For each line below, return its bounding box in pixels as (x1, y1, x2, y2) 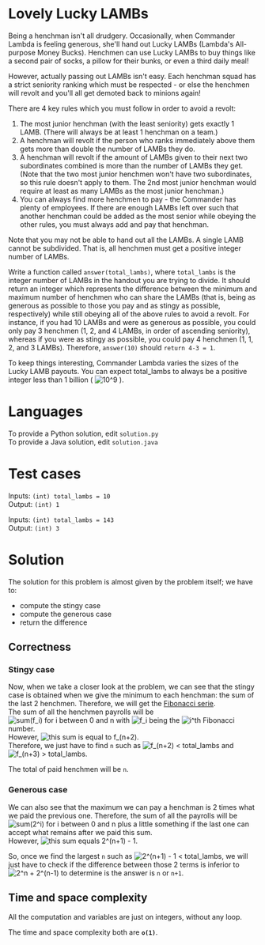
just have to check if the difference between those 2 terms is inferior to (8, 860, 240, 869)
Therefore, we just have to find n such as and (8, 741, 234, 750)
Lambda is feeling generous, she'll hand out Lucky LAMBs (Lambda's (8, 39, 234, 48)
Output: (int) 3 (8, 523, 60, 532)
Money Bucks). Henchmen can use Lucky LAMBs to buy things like (36, 47, 256, 57)
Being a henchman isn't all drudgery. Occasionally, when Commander (8, 31, 236, 40)
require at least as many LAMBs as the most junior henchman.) (19, 186, 225, 195)
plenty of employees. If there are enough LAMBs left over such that (19, 202, 239, 212)
